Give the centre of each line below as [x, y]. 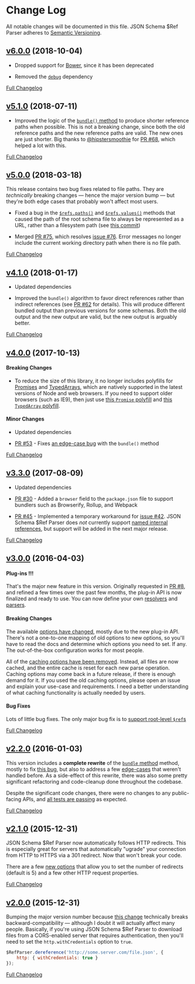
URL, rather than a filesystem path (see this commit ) [77, 225]
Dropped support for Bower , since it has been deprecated [84, 65]
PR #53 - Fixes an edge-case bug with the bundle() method [87, 443]
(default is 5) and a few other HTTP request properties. [72, 873]
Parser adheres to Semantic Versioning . [54, 32]
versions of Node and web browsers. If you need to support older [93, 393]
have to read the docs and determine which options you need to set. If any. [97, 644]
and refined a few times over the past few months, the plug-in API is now [94, 593]
